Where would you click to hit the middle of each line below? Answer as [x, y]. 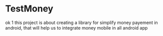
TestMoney [29, 9]
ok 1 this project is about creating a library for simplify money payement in [81, 22]
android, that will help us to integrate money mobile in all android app [76, 27]
